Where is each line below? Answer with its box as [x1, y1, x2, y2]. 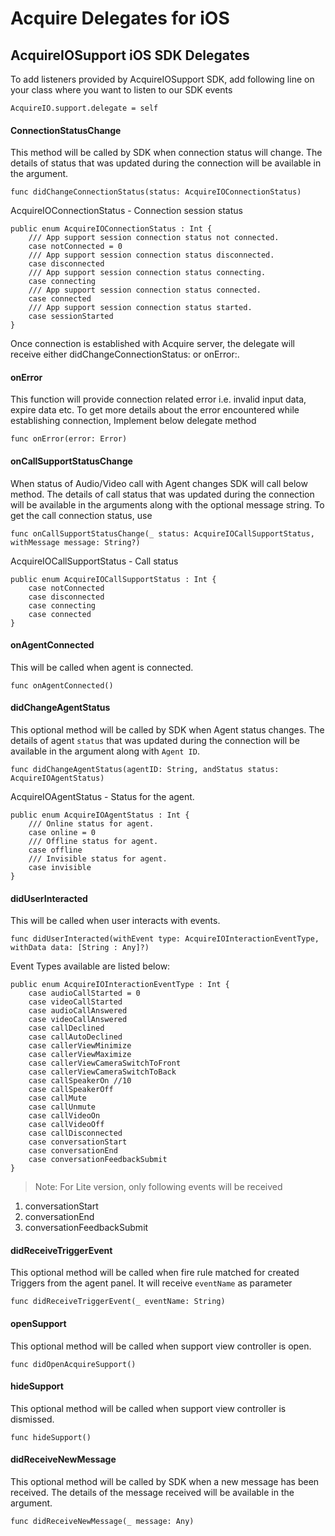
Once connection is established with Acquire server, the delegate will [10, 338, 295, 350]
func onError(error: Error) [10, 434, 128, 444]
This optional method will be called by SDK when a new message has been [10, 1476, 320, 1488]
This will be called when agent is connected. [10, 661, 194, 673]
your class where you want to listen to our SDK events [10, 84, 233, 96]
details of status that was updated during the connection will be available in [10, 157, 322, 169]
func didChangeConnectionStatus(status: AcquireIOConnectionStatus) [10, 187, 302, 197]
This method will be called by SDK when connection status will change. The [10, 147, 323, 159]
